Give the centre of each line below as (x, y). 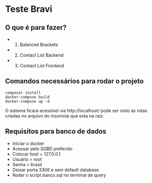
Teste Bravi (29, 9)
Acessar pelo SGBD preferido (42, 149)
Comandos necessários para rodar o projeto (75, 81)
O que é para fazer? (36, 28)
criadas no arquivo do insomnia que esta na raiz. (55, 116)
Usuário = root (27, 159)
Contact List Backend (42, 55)
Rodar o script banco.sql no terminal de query (59, 175)
